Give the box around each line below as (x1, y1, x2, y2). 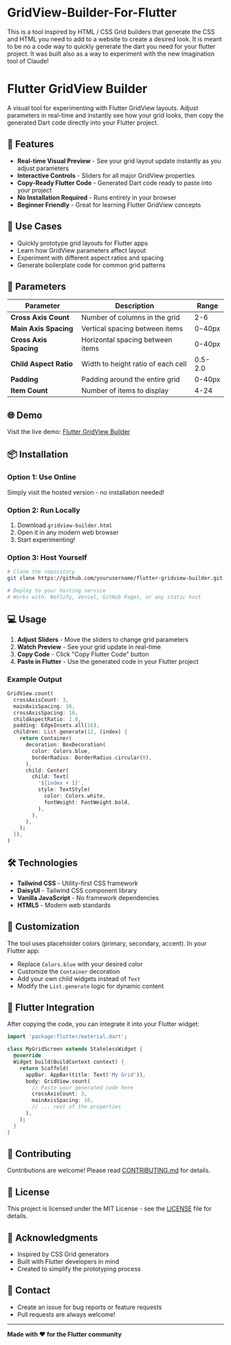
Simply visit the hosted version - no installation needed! (7, 488, 165, 497)
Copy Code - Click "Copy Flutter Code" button (16, 649, 149, 658)
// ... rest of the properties (32, 1103, 122, 1110)
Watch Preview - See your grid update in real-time (16, 643, 162, 651)
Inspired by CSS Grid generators (16, 1250, 109, 1258)
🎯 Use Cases (7, 220, 63, 232)
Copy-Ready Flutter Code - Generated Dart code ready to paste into (16, 178, 212, 187)
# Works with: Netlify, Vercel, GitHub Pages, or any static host (7, 594, 201, 601)
